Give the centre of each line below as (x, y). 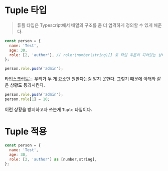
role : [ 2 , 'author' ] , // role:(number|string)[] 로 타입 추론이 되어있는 (82, 55)
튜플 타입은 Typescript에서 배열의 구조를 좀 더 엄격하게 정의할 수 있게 (85, 25)
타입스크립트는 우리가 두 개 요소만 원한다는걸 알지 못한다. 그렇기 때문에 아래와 (80, 79)
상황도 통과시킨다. (27, 85)
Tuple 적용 (26, 132)
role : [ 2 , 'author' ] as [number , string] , (53, 159)
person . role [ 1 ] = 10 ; (27, 99)
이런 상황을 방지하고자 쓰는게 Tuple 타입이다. (48, 109)
